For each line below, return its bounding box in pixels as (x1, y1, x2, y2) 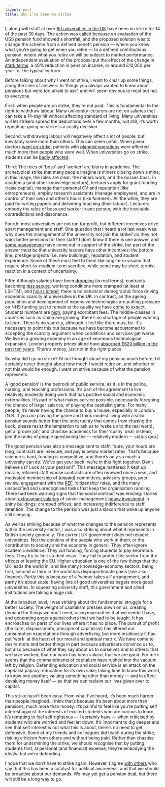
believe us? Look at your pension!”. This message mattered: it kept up (5, 464, 146, 470)
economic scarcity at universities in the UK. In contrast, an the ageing (5, 293, 146, 299)
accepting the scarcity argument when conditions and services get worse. (5, 330, 156, 336)
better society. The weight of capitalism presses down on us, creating (5, 604, 147, 610)
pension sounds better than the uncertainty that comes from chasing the (5, 418, 153, 424)
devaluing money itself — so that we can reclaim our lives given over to (5, 678, 150, 684)
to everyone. (5, 93, 31, 99)
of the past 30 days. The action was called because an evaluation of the (5, 31, 152, 37)
